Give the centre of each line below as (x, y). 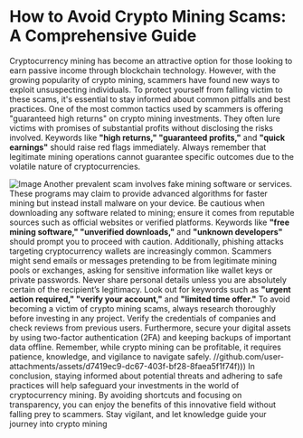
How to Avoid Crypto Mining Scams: (148, 17)
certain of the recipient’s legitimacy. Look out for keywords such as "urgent (150, 289)
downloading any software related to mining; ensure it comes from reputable (152, 212)
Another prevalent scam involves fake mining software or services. (168, 183)
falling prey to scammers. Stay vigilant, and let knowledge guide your (138, 414)
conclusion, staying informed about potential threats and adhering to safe (146, 376)
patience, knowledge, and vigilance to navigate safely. (110, 356)
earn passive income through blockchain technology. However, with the (143, 70)
